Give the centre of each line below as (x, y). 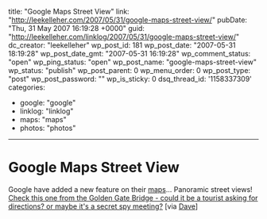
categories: (27, 87)
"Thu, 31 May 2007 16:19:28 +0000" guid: (77, 28)
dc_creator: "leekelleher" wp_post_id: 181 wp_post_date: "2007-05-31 (122, 45)
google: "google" (48, 103)
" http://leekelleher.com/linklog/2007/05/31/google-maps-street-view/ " (124, 36)
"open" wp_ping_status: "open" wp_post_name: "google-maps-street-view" (132, 62)
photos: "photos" (48, 128)
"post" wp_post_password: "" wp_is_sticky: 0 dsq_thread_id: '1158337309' (130, 79)
